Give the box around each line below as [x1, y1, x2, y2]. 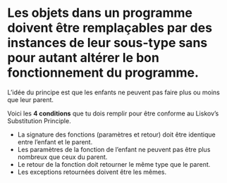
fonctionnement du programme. [7, 65, 200, 81]
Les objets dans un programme [7, 5, 192, 21]
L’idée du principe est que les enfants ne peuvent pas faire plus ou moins [7, 88, 221, 96]
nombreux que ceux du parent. [17, 153, 108, 161]
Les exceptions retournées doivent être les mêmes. [17, 168, 167, 176]
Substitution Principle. [7, 116, 72, 125]
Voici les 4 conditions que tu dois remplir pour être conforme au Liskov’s [7, 109, 219, 118]
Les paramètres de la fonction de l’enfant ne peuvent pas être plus [17, 145, 211, 153]
